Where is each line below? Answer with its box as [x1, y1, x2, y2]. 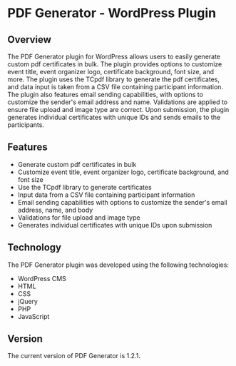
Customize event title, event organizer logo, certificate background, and [17, 168, 230, 176]
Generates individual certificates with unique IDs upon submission [17, 220, 212, 229]
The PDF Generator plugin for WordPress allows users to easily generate [7, 52, 221, 61]
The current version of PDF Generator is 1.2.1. [7, 352, 141, 360]
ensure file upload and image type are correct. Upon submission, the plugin [7, 106, 230, 113]
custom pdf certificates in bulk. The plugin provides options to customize [7, 60, 222, 68]
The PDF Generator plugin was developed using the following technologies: [7, 260, 230, 269]
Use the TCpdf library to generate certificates [17, 183, 152, 191]
